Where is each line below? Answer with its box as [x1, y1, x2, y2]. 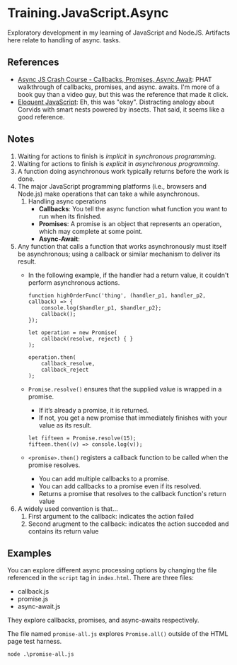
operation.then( [28, 353, 76, 361]
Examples [7, 547, 52, 559]
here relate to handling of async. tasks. [7, 35, 121, 44]
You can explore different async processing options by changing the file [7, 566, 217, 575]
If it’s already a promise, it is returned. [38, 406, 149, 414]
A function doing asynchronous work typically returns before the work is [17, 167, 229, 175]
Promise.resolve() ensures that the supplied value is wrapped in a [28, 384, 222, 393]
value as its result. [38, 420, 92, 429]
